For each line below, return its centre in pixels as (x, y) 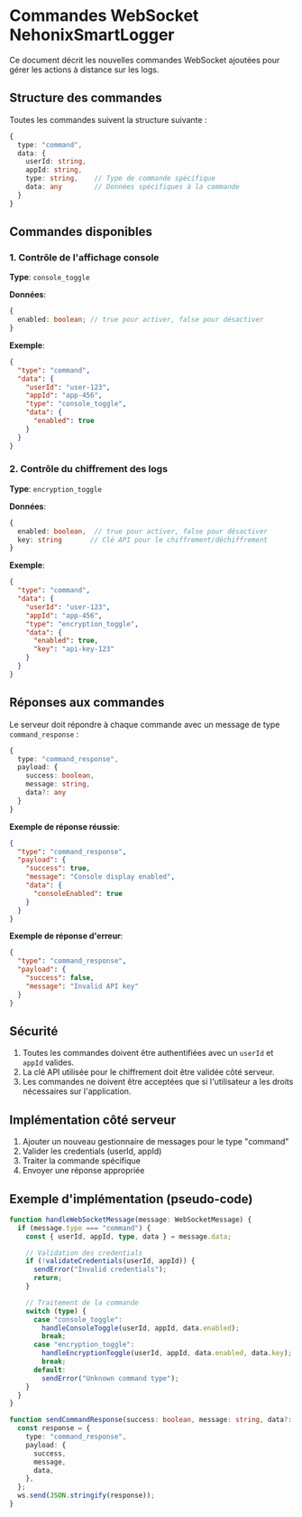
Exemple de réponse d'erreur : (66, 936)
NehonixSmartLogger (92, 35)
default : (50, 1370)
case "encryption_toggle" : (84, 1345)
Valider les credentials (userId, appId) (92, 1151)
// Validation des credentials (84, 1253)
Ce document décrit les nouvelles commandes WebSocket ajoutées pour (145, 60)
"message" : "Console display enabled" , (101, 877)
